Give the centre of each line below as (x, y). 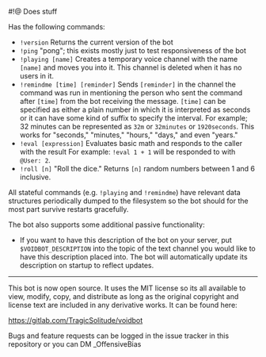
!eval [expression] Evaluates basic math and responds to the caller (131, 143)
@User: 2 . (35, 160)
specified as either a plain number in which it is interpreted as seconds (135, 109)
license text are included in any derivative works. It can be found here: (123, 305)
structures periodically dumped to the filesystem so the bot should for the (128, 201)
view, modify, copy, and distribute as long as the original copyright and (123, 296)
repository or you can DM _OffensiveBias (75, 344)
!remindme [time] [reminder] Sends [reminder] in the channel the (127, 84)
